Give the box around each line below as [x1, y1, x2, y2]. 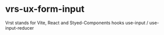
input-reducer [5, 25, 34, 31]
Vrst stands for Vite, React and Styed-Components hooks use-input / [5, 20, 148, 26]
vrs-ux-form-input [5, 3, 85, 15]
